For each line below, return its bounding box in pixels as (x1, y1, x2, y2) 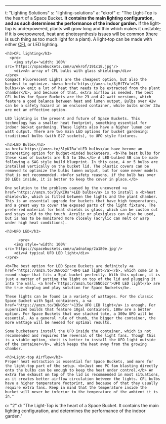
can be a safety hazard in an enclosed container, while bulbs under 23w (5, 103, 161, 108)
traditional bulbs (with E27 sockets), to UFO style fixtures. (5, 133, 138, 138)
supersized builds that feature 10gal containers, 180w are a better (5, 307, 152, 312)
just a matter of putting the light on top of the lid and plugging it (5, 277, 156, 282)
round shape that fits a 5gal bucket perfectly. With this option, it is (5, 272, 161, 277)
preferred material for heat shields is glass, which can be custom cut (5, 207, 158, 212)
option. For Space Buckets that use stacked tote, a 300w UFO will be (5, 311, 154, 316)
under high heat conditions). (5, 220, 68, 225)
